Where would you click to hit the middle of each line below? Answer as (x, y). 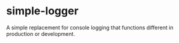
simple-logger (43, 11)
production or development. (41, 33)
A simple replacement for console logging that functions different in (90, 27)
